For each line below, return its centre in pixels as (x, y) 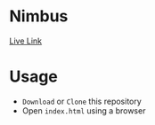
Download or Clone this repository (82, 101)
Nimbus (39, 16)
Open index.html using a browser (84, 110)
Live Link (26, 41)
